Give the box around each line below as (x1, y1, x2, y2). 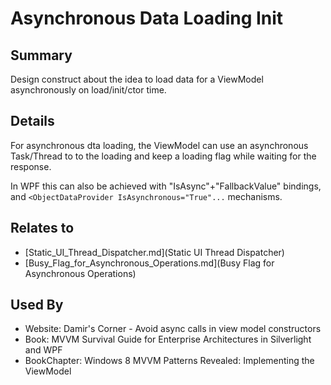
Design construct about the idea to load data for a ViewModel (10, 73, 264, 85)
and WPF (24, 344, 63, 356)
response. (10, 160, 52, 172)
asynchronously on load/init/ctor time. (10, 84, 167, 96)
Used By (10, 297, 64, 314)
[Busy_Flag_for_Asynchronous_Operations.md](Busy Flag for (24, 257, 275, 269)
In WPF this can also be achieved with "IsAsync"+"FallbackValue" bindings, (10, 180, 322, 192)
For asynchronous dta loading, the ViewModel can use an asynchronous (10, 139, 309, 151)
